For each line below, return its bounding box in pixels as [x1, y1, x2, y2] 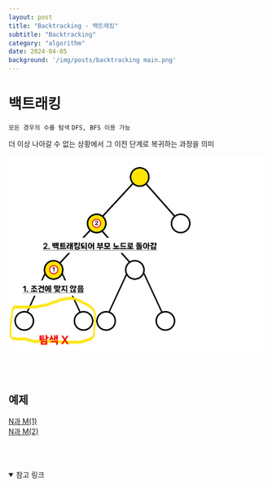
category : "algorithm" [8, 39, 86, 47]
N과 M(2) [8, 426, 39, 436]
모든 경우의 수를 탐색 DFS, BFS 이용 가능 [8, 123, 131, 132]
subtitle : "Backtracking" [8, 30, 96, 38]
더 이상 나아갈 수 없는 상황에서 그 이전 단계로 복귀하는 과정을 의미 [8, 138, 214, 148]
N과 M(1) [8, 416, 37, 426]
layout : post [8, 13, 53, 21]
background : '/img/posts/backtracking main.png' [8, 56, 177, 64]
